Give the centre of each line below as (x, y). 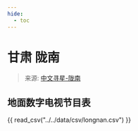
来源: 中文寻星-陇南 (52, 78)
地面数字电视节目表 (49, 102)
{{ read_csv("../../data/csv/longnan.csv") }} (69, 120)
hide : (15, 14)
